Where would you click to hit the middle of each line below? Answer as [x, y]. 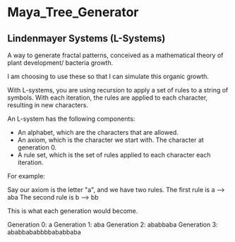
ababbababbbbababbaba [44, 232]
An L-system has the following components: [71, 119]
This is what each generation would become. [73, 211]
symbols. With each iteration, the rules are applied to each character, [108, 97]
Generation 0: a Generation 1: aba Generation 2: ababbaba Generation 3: [113, 224]
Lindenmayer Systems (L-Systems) [86, 38]
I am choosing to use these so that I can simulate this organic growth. [108, 76]
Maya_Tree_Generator [73, 12]
